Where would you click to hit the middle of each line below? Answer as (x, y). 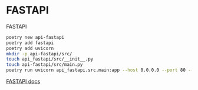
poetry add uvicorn (30, 48)
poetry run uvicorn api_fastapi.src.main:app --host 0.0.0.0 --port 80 (96, 70)
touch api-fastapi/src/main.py (44, 65)
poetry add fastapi (30, 43)
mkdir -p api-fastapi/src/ (39, 54)
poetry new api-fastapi (35, 37)
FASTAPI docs (23, 81)
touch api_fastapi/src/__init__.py (50, 59)
